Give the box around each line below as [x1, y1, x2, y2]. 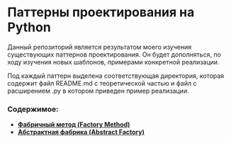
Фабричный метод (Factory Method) [17, 120, 130, 129]
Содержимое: [7, 104, 59, 114]
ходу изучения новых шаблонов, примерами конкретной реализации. [7, 57, 220, 66]
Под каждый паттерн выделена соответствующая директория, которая [7, 71, 225, 80]
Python [7, 19, 51, 35]
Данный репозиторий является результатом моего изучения [7, 42, 192, 51]
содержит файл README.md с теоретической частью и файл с [7, 79, 197, 87]
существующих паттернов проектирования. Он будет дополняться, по [7, 50, 222, 59]
